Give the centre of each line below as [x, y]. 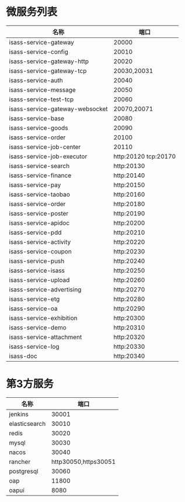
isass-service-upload [39, 280]
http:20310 [129, 327]
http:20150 [129, 185]
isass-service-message [42, 90]
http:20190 [129, 213]
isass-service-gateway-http [49, 61]
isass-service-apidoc [39, 223]
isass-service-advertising [45, 289]
